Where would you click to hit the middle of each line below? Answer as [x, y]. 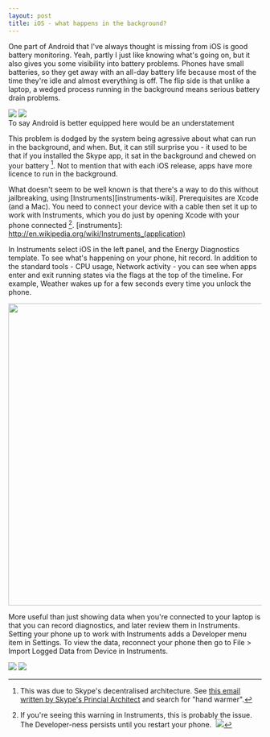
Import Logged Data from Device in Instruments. [88, 651]
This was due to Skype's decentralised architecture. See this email [130, 690]
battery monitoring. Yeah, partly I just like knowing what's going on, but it [129, 55]
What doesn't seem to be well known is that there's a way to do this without [133, 189]
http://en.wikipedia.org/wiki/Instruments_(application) [97, 234]
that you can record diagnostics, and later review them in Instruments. [124, 625]
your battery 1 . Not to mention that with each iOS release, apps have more [131, 164]
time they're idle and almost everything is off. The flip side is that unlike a [129, 81]
